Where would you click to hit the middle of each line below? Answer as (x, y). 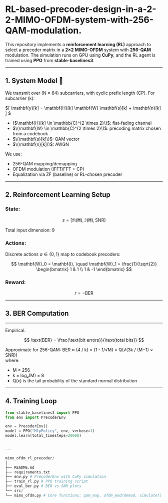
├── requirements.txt (28, 472)
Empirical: (15, 330)
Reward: (15, 282)
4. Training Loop (31, 401)
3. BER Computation (37, 313)
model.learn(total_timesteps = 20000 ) (43, 436)
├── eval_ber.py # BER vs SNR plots (43, 486)
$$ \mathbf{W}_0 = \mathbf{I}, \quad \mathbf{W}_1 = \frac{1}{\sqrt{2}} (84, 264)
